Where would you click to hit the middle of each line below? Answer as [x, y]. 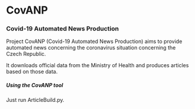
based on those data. [32, 72]
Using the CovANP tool [35, 85]
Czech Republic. [26, 54]
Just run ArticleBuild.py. [35, 100]
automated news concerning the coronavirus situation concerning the [91, 48]
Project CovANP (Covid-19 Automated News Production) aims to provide [94, 41]
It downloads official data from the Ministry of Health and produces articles [97, 65]
